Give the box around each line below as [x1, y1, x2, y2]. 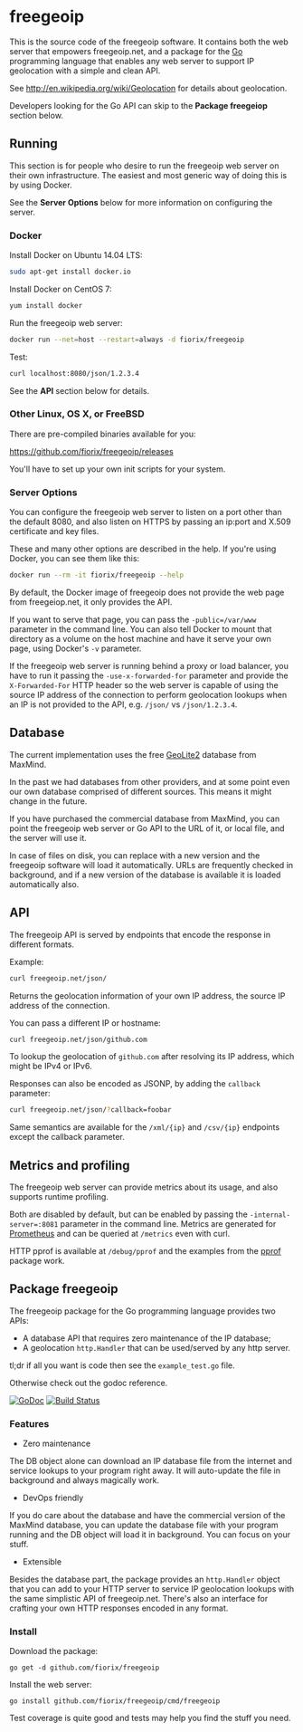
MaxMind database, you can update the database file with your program [9, 1519, 279, 1531]
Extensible [22, 1556, 62, 1567]
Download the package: [9, 1646, 99, 1657]
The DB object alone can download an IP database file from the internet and [9, 1456, 292, 1467]
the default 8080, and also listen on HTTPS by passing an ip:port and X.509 [9, 516, 291, 527]
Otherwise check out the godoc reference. [9, 1377, 168, 1388]
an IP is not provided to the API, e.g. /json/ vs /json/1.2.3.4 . [9, 699, 238, 710]
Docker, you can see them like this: [9, 553, 140, 564]
